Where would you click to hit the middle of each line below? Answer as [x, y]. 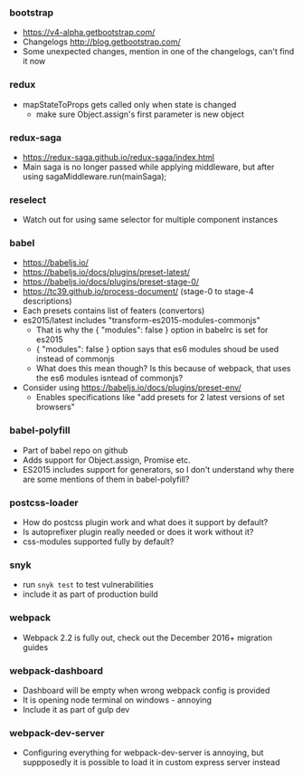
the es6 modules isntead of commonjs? [109, 378]
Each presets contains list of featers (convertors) [114, 311]
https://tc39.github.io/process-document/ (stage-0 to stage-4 [138, 292]
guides [35, 647]
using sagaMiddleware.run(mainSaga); [95, 176]
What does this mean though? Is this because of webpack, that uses [163, 369]
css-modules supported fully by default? [98, 541]
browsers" [55, 407]
